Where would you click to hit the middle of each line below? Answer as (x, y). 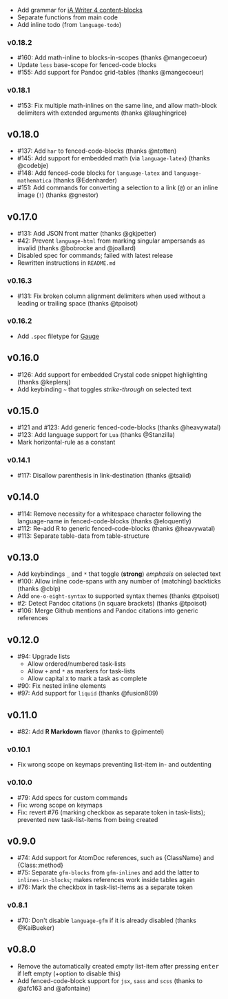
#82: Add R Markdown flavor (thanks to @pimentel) (91, 731)
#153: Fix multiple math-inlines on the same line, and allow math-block (117, 105)
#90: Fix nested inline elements (62, 686)
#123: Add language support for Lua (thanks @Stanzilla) (96, 435)
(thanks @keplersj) (44, 382)
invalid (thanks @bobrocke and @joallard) (76, 248)
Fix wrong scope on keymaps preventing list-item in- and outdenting (114, 765)
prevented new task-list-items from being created (87, 819)
